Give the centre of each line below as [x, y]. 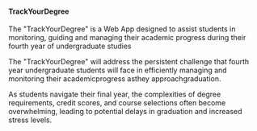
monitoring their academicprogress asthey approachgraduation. [115, 79]
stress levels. [30, 120]
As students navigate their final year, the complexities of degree [115, 94]
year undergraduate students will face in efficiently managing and [118, 70]
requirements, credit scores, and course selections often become [117, 103]
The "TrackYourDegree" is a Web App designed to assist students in [122, 29]
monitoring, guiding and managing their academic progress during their [127, 38]
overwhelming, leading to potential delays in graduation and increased [125, 112]
